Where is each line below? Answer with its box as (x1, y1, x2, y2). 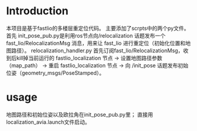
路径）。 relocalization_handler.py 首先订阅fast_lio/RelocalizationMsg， (11, 46, 184, 54)
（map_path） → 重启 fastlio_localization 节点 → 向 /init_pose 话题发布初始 (6, 61, 189, 69)
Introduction (6, 4, 69, 18)
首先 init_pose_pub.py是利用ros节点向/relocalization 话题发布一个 (6, 32, 166, 39)
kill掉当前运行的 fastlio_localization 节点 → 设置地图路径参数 (16, 54, 163, 61)
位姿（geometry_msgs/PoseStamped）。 (6, 69, 105, 76)
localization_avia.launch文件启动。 (6, 118, 91, 126)
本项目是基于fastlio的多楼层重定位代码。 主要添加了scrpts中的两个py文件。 (6, 24, 190, 32)
